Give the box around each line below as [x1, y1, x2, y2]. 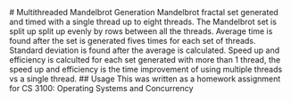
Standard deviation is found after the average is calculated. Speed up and [9, 45, 280, 55]
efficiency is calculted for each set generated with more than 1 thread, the [9, 55, 281, 64]
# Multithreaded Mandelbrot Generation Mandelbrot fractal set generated [9, 7, 279, 17]
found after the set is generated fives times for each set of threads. [9, 36, 256, 46]
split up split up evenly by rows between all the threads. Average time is [9, 26, 273, 37]
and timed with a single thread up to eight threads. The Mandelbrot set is [9, 16, 277, 27]
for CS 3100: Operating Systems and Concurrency [9, 83, 194, 93]
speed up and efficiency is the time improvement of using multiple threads [9, 64, 283, 74]
